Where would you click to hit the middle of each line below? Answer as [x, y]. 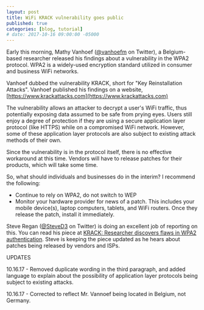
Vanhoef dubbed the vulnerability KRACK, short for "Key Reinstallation [94, 83]
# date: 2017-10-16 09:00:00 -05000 [53, 35]
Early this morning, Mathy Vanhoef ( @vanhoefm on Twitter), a [84, 52]
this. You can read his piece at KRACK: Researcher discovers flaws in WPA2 [101, 233]
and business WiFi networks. [43, 71]
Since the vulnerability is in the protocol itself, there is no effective [89, 152]
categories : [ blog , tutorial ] [45, 29]
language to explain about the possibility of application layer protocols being [102, 276]
